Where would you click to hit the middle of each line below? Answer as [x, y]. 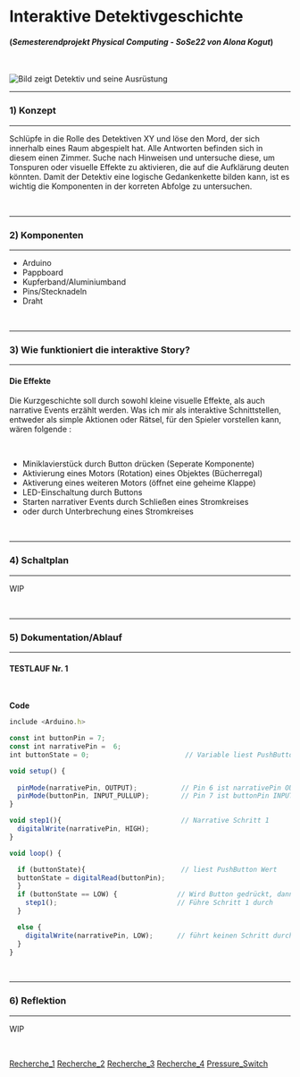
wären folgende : [41, 429]
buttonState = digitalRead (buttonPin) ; [92, 878]
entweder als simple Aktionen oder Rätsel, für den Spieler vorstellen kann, [146, 420]
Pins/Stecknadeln [54, 291]
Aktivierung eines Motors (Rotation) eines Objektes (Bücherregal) [142, 474]
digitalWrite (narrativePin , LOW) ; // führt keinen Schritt [147, 936]
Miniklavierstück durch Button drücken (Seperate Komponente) [138, 464]
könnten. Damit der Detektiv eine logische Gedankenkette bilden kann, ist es [150, 176]
